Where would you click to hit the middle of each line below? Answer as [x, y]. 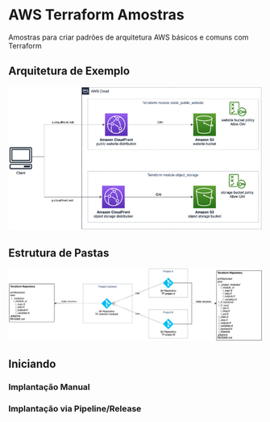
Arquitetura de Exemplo [69, 71]
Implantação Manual [49, 386]
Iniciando [32, 364]
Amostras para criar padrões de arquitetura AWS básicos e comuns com [129, 37]
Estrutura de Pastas [59, 253]
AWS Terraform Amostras [96, 15]
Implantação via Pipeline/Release [75, 408]
